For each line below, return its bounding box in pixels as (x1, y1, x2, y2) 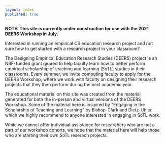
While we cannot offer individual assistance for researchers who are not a (5, 122, 155, 128)
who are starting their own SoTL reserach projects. (5, 132, 108, 138)
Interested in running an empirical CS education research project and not (5, 40, 153, 46)
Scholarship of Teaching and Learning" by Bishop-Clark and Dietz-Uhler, (5, 107, 153, 113)
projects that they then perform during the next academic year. (5, 81, 133, 87)
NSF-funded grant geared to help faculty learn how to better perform (5, 60, 145, 66)
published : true (5, 12, 38, 17)
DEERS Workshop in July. (5, 31, 58, 37)
